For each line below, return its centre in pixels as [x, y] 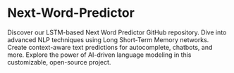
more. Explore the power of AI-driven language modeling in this [99, 55]
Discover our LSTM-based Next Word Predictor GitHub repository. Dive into [117, 32]
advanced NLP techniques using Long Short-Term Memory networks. [108, 39]
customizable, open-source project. [59, 62]
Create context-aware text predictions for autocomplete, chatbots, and [110, 47]
